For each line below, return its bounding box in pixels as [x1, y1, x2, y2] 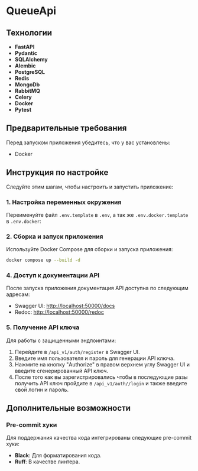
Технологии [6, 28, 52, 38]
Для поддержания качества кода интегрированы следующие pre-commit [6, 434, 192, 441]
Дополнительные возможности [6, 403, 131, 413]
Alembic [14, 62, 37, 69]
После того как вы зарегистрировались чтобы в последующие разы [14, 373, 188, 381]
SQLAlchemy [14, 56, 48, 63]
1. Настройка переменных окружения [6, 198, 122, 206]
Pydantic [14, 50, 37, 57]
